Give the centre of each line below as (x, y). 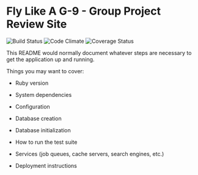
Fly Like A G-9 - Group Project (83, 11)
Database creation (38, 118)
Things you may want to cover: (45, 71)
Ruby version (32, 83)
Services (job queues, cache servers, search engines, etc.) (90, 154)
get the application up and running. (50, 59)
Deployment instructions (46, 165)
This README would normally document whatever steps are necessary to (99, 52)
